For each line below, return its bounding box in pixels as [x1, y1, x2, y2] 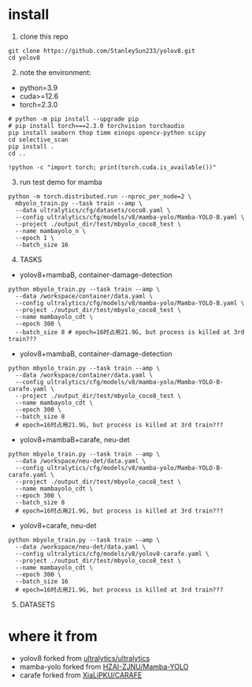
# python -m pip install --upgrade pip [8, 114, 139, 123]
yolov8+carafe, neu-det [19, 520, 97, 530]
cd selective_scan [8, 136, 69, 144]
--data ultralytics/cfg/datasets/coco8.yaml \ [15, 206, 171, 214]
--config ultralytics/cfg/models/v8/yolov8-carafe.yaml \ [15, 550, 210, 557]
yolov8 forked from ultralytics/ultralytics [19, 653, 150, 663]
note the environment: [19, 67, 92, 77]
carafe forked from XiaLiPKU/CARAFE [19, 670, 143, 680]
